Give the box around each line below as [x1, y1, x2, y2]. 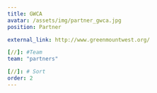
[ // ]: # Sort [7, 68, 46, 75]
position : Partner [7, 23, 62, 30]
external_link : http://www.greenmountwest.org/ [7, 36, 151, 43]
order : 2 [7, 75, 33, 82]
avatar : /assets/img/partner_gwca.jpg [7, 17, 122, 24]
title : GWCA [7, 10, 42, 18]
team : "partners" [7, 56, 59, 63]
